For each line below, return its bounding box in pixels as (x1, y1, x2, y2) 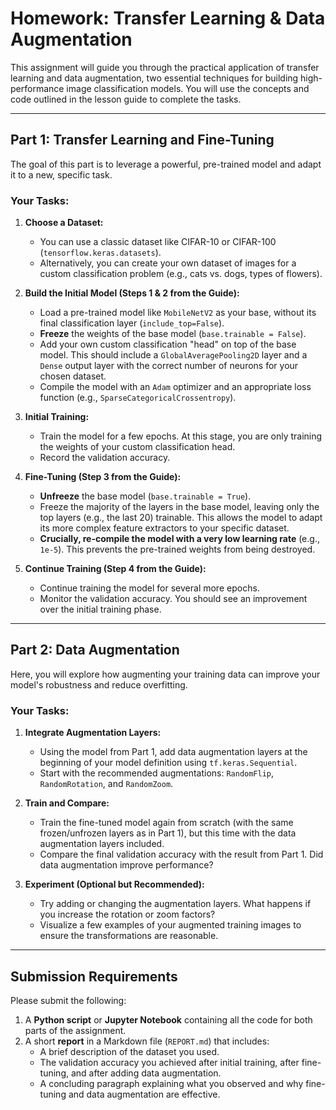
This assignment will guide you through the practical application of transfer (10, 61, 320, 73)
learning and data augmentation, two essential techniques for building (10, 72, 299, 84)
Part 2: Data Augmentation (10, 642, 180, 659)
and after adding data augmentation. (70, 1067, 222, 1079)
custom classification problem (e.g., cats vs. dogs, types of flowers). (39, 268, 323, 280)
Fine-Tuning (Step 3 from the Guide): (24, 471, 182, 483)
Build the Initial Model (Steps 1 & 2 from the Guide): (24, 287, 240, 299)
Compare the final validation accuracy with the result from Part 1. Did (39, 848, 324, 861)
